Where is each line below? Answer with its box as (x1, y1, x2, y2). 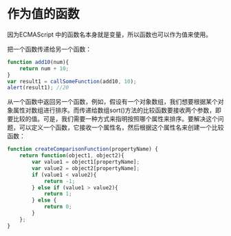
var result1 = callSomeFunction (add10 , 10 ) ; (7, 78, 137, 85)
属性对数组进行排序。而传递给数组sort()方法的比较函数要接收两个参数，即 (12, 106, 222, 114)
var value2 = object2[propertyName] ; (32, 164, 140, 172)
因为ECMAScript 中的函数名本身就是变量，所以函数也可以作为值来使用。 (7, 30, 212, 39)
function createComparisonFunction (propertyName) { (7, 146, 158, 153)
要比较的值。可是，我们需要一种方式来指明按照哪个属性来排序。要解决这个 (7, 115, 218, 123)
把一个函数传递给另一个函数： (7, 45, 91, 53)
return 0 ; (43, 204, 72, 211)
